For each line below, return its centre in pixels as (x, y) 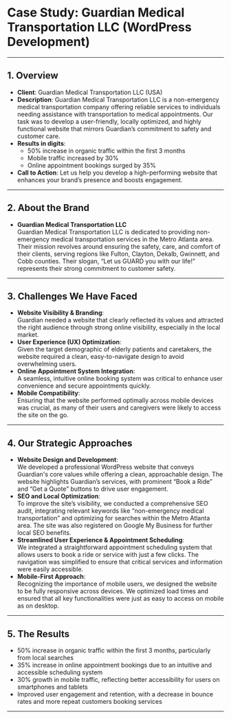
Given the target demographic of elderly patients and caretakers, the (114, 349)
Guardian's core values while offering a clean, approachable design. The (120, 474)
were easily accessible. (50, 569)
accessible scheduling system (60, 672)
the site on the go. (43, 415)
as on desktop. (38, 606)
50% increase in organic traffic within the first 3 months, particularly (114, 650)
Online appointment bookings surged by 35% (91, 165)
